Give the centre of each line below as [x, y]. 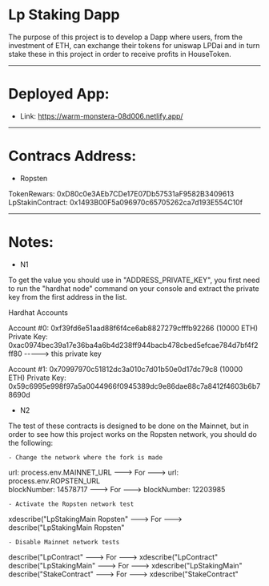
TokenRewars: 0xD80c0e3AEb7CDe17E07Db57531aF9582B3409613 [121, 193]
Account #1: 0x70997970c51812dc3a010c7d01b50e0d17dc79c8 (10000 [126, 369]
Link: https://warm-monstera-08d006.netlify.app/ [101, 116]
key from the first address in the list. [68, 297]
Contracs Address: [72, 156]
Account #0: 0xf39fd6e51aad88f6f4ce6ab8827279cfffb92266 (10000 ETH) [133, 328]
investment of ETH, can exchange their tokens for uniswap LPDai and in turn [134, 45]
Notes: [31, 242]
